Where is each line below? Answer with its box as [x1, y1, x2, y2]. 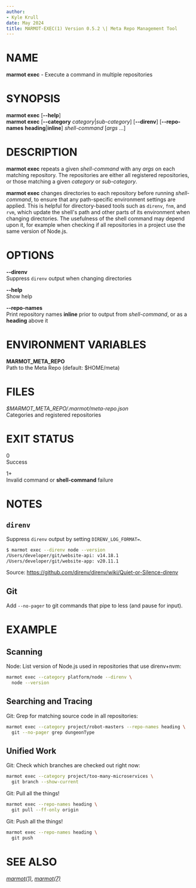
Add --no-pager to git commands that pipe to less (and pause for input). [6, 602, 183, 609]
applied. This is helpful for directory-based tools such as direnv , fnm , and [6, 202, 186, 209]
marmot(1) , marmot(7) [6, 875, 61, 882]
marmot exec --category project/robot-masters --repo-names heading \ [6, 723, 186, 730]
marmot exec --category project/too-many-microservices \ [6, 773, 154, 780]
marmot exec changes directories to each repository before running [6, 190, 174, 197]
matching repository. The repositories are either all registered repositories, [6, 172, 189, 179]
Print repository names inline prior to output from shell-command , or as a [6, 311, 187, 318]
